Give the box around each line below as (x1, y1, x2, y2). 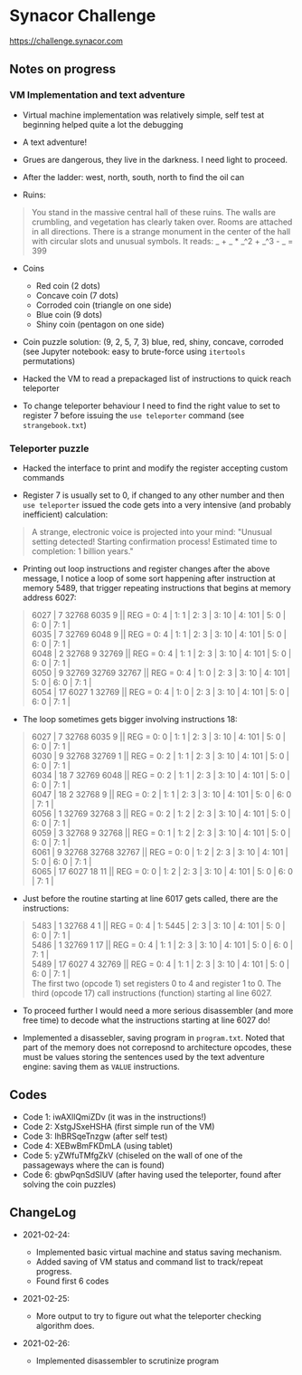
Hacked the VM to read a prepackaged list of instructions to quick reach (22, 373, 292, 384)
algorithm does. (35, 1320, 95, 1331)
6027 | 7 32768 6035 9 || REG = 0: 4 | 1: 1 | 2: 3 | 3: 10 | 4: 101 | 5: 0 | (31, 609, 287, 620)
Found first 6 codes (35, 1275, 109, 1286)
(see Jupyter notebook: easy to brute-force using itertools (22, 346, 246, 357)
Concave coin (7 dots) (35, 290, 119, 301)
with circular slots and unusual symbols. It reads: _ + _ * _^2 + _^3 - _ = (31, 235, 294, 246)
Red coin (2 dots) (35, 280, 101, 291)
